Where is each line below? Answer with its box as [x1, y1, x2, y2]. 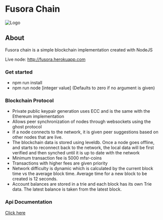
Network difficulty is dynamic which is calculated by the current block [12, 166, 153, 171]
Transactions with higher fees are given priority [12, 160, 108, 166]
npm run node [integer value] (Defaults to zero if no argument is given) [12, 85, 155, 91]
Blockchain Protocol [5, 97, 54, 104]
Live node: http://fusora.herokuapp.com [5, 56, 86, 62]
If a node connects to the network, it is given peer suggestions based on [12, 129, 159, 135]
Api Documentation [5, 198, 52, 205]
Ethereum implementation [12, 114, 65, 120]
